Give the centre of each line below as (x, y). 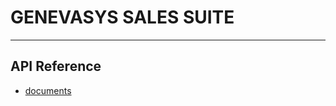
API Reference (56, 66)
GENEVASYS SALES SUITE (122, 17)
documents (48, 90)
